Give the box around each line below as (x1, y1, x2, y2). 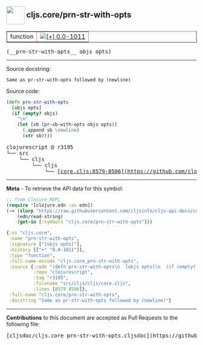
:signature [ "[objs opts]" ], (8, 241, 83, 248)
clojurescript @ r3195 (6, 143, 74, 150)
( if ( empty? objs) (11, 110, 59, 117)
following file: (6, 320, 40, 327)
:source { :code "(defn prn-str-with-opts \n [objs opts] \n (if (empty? (8, 263, 196, 269)
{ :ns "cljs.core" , (6, 230, 53, 236)
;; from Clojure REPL (6, 196, 61, 202)
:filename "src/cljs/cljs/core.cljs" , (33, 280, 131, 287)
